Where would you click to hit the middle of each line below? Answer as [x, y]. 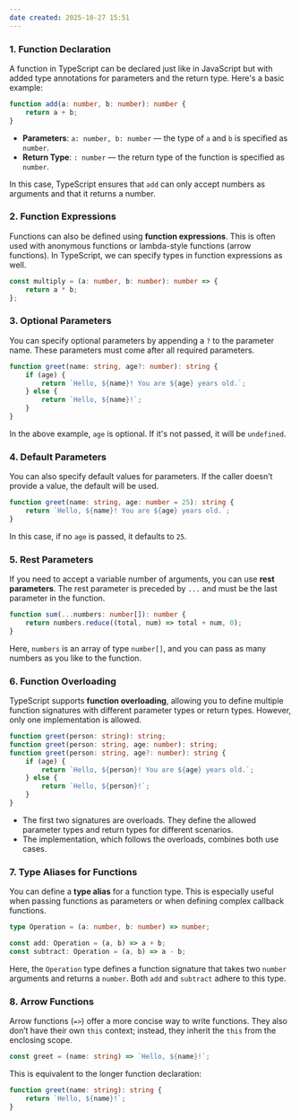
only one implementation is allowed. [75, 720]
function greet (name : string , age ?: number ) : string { [114, 366]
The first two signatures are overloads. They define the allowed [139, 820]
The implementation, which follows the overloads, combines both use [150, 839]
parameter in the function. [57, 599]
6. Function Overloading [63, 681]
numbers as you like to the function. [75, 658]
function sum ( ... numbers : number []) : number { [98, 615]
